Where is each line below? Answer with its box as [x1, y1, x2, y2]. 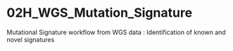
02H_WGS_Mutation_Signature [6, 5, 193, 21]
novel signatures [6, 35, 55, 43]
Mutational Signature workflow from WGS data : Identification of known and [6, 28, 226, 36]
